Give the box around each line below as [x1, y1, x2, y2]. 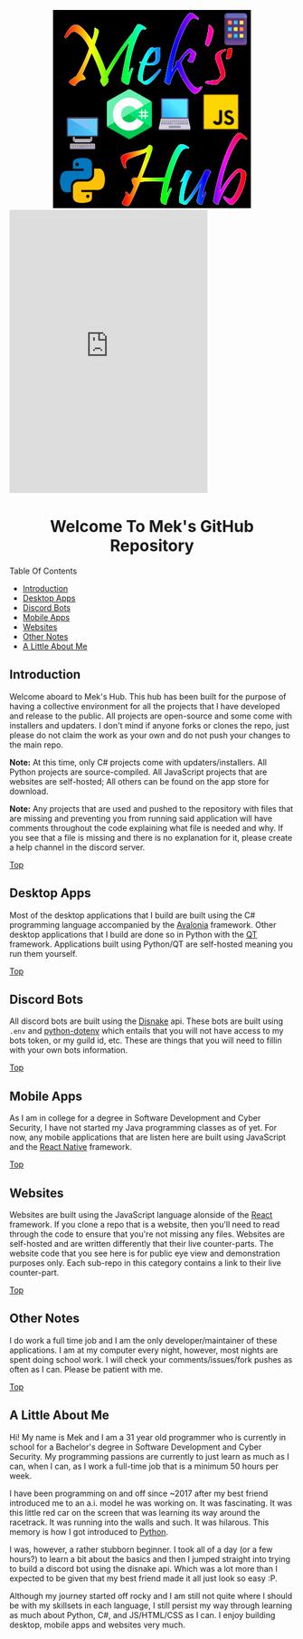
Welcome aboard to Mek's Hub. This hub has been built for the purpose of [9, 690, 287, 702]
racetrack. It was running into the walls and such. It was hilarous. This [9, 1517, 270, 1528]
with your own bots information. [9, 1045, 128, 1056]
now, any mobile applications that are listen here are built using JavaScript [9, 1132, 287, 1142]
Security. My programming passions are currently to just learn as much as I [9, 1451, 289, 1461]
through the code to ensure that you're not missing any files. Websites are [9, 1229, 285, 1239]
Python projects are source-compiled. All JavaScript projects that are [9, 766, 268, 777]
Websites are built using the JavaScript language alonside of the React [9, 1210, 273, 1220]
